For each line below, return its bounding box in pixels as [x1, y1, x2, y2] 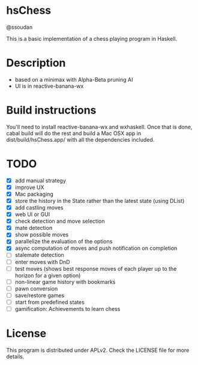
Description [6, 56, 66, 70]
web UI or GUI [14, 211, 50, 218]
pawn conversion [14, 285, 58, 292]
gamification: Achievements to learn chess [14, 305, 121, 312]
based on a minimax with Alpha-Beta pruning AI [14, 76, 133, 83]
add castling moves [14, 204, 64, 211]
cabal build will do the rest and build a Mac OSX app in [6, 130, 142, 137]
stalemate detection [14, 252, 64, 259]
